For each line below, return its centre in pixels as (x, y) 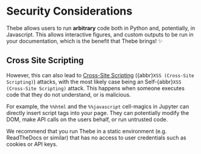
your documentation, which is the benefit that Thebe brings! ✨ (85, 41)
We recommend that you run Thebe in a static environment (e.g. (86, 131)
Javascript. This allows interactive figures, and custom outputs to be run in (100, 34)
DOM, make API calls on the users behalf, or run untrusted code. (87, 119)
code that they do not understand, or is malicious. (69, 94)
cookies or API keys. (32, 144)
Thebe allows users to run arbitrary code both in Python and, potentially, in (101, 28)
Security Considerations (69, 11)
